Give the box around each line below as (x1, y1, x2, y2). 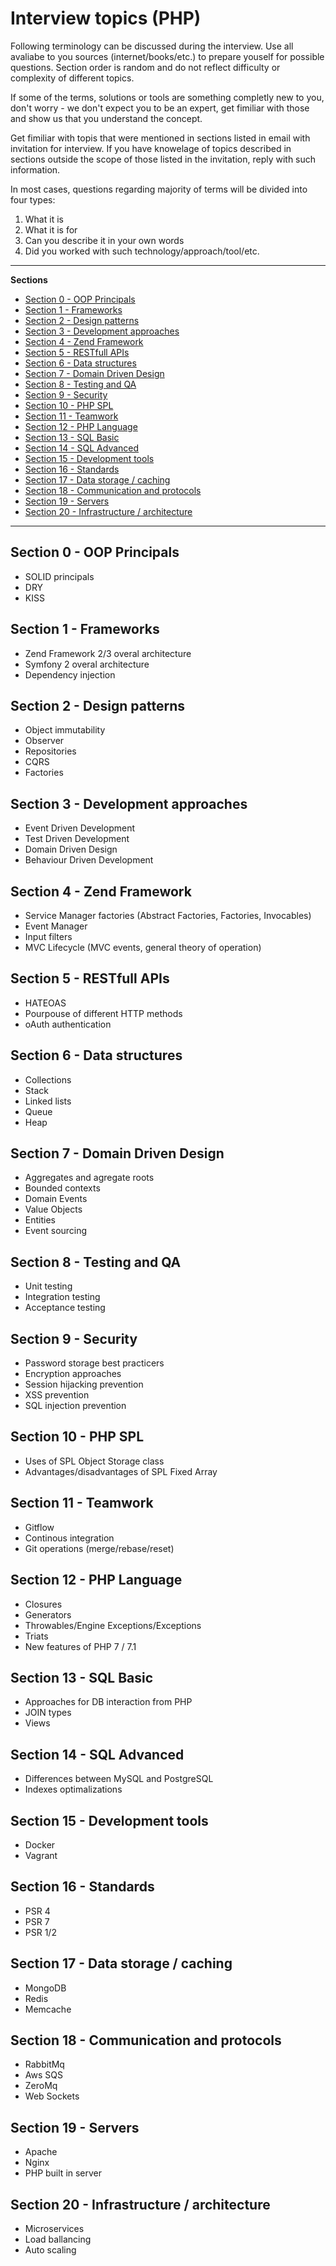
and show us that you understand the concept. (10, 112, 203, 124)
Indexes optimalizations (24, 1783, 123, 1796)
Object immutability (24, 724, 106, 736)
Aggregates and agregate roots (24, 1172, 155, 1184)
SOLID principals (24, 570, 95, 582)
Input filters (24, 931, 73, 942)
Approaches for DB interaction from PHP (24, 1696, 193, 1708)
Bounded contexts (24, 1182, 101, 1194)
